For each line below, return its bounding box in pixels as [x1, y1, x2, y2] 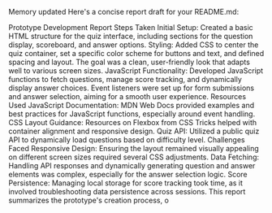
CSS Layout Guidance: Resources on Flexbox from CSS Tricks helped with [8, 118, 257, 127]
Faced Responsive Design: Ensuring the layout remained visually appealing [8, 144, 260, 153]
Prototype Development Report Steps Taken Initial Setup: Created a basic [8, 23, 253, 32]
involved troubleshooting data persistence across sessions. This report [8, 187, 246, 196]
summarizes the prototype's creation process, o [8, 195, 169, 205]
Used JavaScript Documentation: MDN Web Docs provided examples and [8, 101, 255, 110]
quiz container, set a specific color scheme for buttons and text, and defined [8, 49, 265, 58]
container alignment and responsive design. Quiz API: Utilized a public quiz [8, 126, 260, 136]
